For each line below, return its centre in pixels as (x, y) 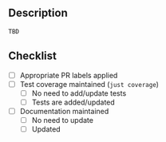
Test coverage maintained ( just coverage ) (89, 84)
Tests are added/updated (73, 102)
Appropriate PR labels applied (69, 75)
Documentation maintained (64, 111)
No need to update (63, 120)
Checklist (33, 56)
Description (38, 13)
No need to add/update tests (79, 93)
